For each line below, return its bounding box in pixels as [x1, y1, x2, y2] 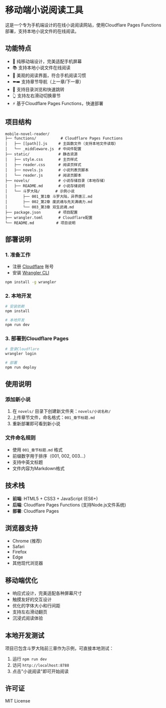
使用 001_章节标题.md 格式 [12, 447, 63, 453]
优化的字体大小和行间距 [12, 603, 60, 609]
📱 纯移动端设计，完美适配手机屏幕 [12, 58, 82, 64]
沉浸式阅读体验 [12, 615, 43, 621]
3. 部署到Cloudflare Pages [5, 335, 69, 342]
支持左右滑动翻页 [12, 609, 48, 615]
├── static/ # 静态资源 [5, 151, 78, 157]
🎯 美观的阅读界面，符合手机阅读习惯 [12, 72, 86, 78]
